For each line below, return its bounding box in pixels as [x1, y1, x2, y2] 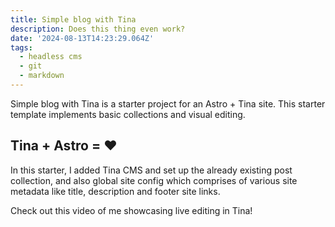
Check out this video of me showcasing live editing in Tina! [10, 204, 253, 216]
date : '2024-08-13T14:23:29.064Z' [10, 33, 155, 43]
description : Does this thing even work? [10, 24, 186, 34]
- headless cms [19, 52, 83, 62]
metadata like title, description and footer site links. [10, 185, 221, 197]
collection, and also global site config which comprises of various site [10, 174, 298, 186]
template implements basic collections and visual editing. [10, 108, 246, 120]
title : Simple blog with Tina [10, 14, 137, 25]
